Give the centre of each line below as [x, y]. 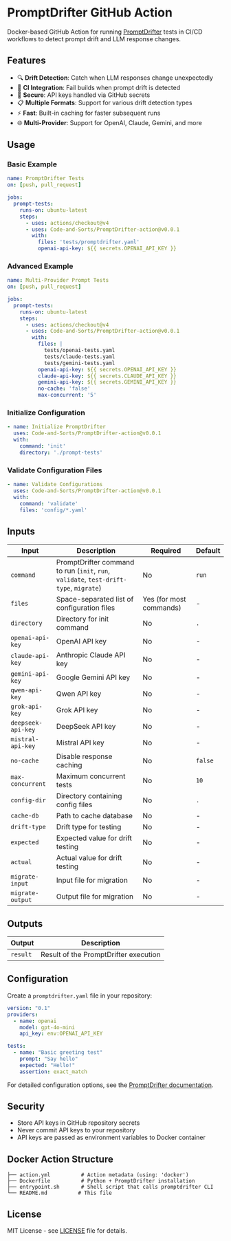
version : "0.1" [29, 1008]
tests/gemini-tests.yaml [79, 363]
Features [26, 61]
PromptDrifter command [95, 562]
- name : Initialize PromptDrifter [57, 427]
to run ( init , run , [83, 571]
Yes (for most [164, 600]
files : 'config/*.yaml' [54, 510]
